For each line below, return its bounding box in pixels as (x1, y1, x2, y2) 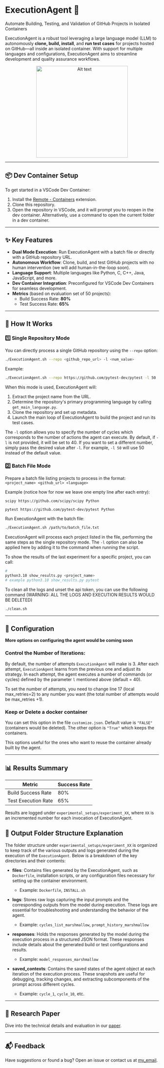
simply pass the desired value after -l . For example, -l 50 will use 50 (5, 445, 144, 451)
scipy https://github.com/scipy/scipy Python (5, 499, 99, 503)
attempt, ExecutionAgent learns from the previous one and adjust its (5, 666, 141, 672)
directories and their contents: (5, 858, 66, 863)
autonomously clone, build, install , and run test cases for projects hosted (5, 40, 154, 46)
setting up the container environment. (12, 878, 88, 884)
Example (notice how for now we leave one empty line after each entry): (5, 489, 150, 495)
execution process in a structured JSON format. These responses (12, 936, 144, 942)
